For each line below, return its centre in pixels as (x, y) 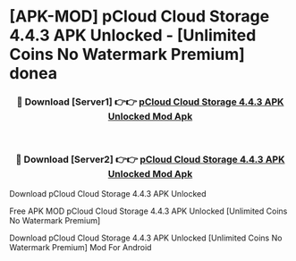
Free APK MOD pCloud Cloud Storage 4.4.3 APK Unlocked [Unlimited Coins (148, 211)
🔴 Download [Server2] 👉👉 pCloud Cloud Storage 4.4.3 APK (150, 160)
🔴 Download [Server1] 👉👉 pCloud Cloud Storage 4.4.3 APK (150, 102)
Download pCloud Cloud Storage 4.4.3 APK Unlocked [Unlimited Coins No (146, 238)
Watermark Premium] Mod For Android (80, 247)
